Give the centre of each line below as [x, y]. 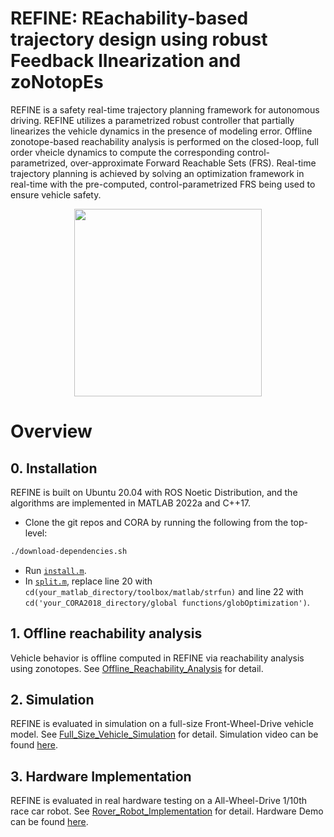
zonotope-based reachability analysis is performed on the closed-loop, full [164, 141]
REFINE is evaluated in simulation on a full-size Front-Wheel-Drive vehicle [162, 724]
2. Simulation [52, 700]
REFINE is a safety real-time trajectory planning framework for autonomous [165, 109]
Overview [51, 431]
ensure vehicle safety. [56, 194]
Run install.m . [55, 570]
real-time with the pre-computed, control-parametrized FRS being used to [163, 184]
